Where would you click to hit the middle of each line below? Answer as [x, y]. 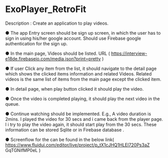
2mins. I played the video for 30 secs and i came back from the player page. [84, 119]
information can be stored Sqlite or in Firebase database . [65, 130]
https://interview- [129, 53]
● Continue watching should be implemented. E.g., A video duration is [78, 114]
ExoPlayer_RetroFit [46, 9]
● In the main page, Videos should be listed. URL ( [58, 53]
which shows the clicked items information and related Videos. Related [78, 73]
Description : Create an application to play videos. [57, 23]
